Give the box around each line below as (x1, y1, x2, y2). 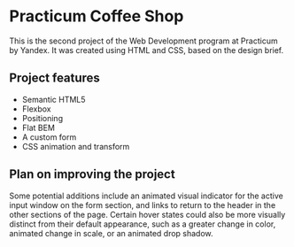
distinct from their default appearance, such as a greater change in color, (9, 219, 276, 229)
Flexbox (21, 104, 51, 114)
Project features (9, 71, 100, 86)
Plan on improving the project (9, 166, 175, 182)
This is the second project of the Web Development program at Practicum (9, 35, 278, 46)
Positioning (21, 112, 64, 123)
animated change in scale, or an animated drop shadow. (9, 228, 214, 238)
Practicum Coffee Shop (9, 6, 184, 27)
